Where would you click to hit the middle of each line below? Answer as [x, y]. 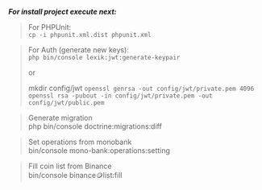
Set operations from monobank [80, 142]
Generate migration [60, 118]
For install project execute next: [62, 12]
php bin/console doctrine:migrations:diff [95, 126]
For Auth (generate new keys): [78, 50]
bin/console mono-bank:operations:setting [99, 151]
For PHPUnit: [50, 27]
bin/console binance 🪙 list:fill [75, 175]
